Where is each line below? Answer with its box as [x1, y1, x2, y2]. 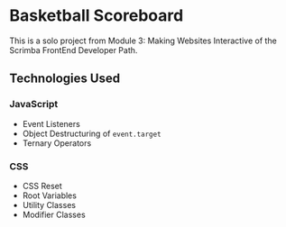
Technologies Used [9, 71, 120, 86]
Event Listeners [22, 118, 81, 129]
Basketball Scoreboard [9, 5, 184, 26]
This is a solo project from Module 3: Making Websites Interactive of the [9, 35, 277, 46]
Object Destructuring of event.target [22, 128, 161, 139]
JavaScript [9, 98, 59, 111]
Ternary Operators [22, 137, 92, 149]
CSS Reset [22, 180, 63, 191]
